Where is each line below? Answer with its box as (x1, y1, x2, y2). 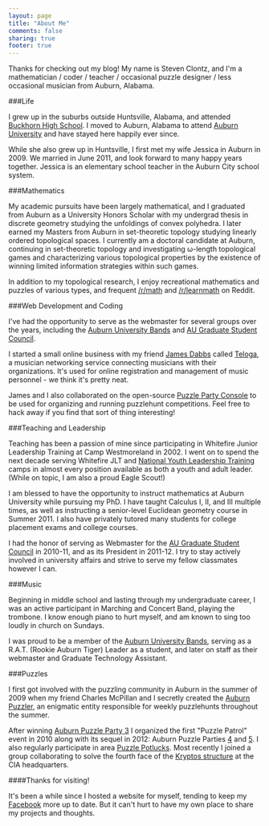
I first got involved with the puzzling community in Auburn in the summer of (8, 684, 258, 694)
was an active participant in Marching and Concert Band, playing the (8, 604, 235, 614)
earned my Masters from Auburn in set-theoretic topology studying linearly (8, 227, 257, 237)
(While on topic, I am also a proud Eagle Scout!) (8, 473, 166, 483)
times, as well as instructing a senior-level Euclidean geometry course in (8, 506, 248, 516)
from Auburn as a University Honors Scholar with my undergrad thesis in (8, 210, 249, 220)
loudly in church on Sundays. (8, 621, 104, 631)
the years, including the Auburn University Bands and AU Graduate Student (8, 325, 258, 335)
